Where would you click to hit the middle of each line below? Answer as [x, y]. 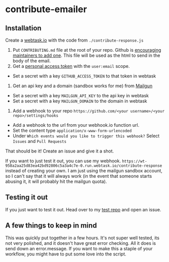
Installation [23, 28]
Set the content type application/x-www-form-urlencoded [72, 130]
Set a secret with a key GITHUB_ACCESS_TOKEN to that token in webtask [84, 76]
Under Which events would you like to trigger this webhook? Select [86, 136]
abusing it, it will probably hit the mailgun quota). [56, 181]
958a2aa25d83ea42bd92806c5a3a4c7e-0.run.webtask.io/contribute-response [84, 166]
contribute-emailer [46, 9]
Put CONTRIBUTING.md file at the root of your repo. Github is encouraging [87, 50]
